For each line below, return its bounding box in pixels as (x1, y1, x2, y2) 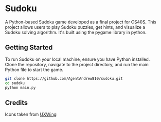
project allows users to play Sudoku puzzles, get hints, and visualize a (5, 24, 145, 30)
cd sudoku (5, 81, 25, 86)
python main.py (5, 85, 36, 90)
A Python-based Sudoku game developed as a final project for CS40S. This (5, 19, 157, 25)
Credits (5, 98, 28, 107)
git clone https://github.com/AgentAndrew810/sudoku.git (5, 76, 123, 81)
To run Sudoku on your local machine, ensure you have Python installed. (5, 56, 150, 62)
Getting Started (5, 43, 53, 52)
